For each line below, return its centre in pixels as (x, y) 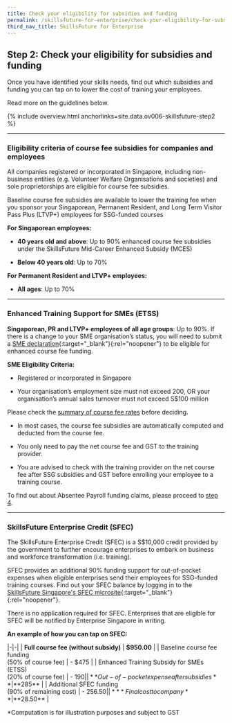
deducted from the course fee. (61, 433)
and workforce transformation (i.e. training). (69, 557)
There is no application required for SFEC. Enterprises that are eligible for (112, 613)
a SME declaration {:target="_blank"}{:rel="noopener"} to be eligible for (108, 343)
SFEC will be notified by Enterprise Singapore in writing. (87, 620)
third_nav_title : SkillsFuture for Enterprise (75, 26)
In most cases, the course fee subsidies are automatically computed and (120, 425)
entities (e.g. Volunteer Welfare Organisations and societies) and (126, 179)
